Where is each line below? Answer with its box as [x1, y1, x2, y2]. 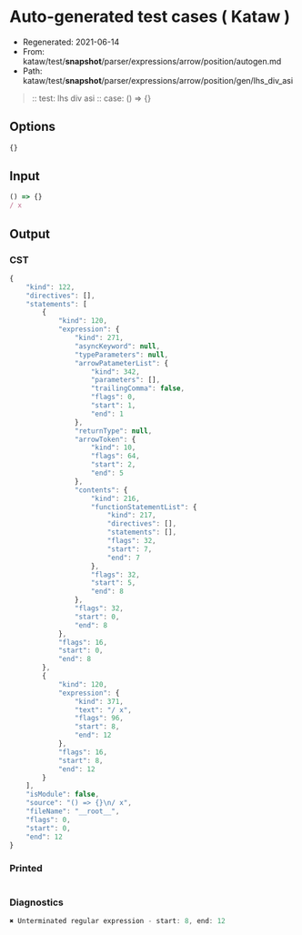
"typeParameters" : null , [74, 350, 169, 359]
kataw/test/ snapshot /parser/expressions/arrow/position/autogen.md [22, 55, 282, 66]
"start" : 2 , [90, 460, 136, 469]
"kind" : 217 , [106, 511, 156, 520]
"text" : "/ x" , [74, 705, 132, 715]
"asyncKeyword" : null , [74, 341, 161, 351]
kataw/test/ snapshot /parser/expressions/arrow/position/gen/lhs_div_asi [22, 75, 294, 85]
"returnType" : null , [74, 426, 153, 436]
